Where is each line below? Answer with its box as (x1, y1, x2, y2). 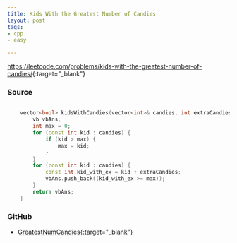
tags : (7, 23, 23, 30)
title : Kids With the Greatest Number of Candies (7, 10, 157, 18)
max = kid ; (57, 142, 90, 149)
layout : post (7, 17, 46, 24)
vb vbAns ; (32, 116, 61, 124)
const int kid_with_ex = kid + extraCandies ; (44, 169, 181, 176)
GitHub (7, 211, 32, 221)
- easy (7, 37, 27, 44)
